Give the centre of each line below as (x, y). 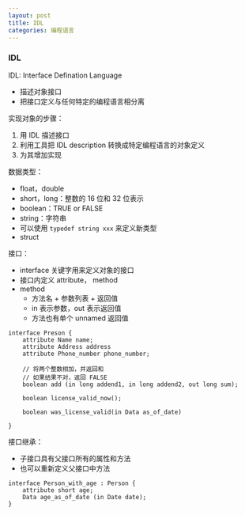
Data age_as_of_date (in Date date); (85, 497)
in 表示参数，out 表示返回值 (76, 308)
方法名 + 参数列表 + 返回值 (75, 298)
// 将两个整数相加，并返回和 (63, 369)
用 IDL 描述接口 (44, 134)
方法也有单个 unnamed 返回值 (80, 318)
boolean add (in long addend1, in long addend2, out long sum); (130, 384)
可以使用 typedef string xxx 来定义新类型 (88, 228)
